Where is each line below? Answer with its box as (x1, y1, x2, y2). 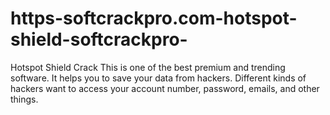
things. (10, 93, 39, 105)
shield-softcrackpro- (10, 28, 188, 51)
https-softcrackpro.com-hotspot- (10, 7, 298, 30)
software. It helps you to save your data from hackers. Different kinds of (10, 72, 307, 84)
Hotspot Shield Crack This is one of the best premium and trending (10, 61, 286, 73)
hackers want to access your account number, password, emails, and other (10, 82, 320, 94)
